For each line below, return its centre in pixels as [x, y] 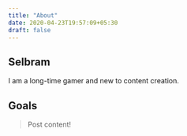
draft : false [30, 30]
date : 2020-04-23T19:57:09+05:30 [63, 23]
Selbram [29, 62]
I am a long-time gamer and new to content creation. [93, 81]
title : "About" [33, 15]
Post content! [49, 124]
